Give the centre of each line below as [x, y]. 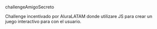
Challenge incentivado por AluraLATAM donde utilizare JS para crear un [79, 16]
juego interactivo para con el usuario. [43, 22]
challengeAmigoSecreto [30, 7]
